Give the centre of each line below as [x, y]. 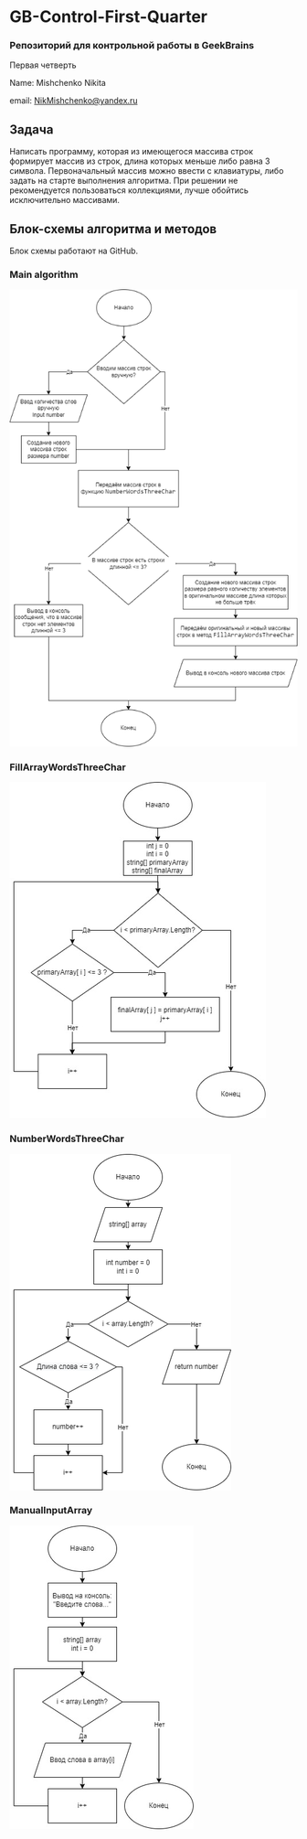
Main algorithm [44, 274]
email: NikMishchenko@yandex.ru [74, 101]
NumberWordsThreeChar [67, 1139]
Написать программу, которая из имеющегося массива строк [132, 152]
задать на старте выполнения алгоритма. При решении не [124, 181]
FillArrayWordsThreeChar [68, 767]
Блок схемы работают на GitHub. [74, 251]
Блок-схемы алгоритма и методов [113, 229]
